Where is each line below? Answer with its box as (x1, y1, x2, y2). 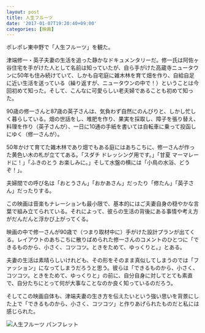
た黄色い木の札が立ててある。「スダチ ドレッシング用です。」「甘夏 (6, 151, 171, 159)
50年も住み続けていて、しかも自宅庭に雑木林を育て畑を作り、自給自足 (17, 71, 195, 79)
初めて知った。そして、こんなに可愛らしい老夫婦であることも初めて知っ (11, 87, 194, 95)
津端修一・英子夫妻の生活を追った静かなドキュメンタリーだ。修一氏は (6, 56, 184, 64)
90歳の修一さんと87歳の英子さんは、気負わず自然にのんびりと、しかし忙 (6, 108, 191, 115)
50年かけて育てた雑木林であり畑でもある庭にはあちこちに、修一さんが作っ (6, 144, 195, 151)
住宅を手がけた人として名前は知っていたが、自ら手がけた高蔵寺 (11, 64, 173, 71)
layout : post (6, 9, 40, 15)
